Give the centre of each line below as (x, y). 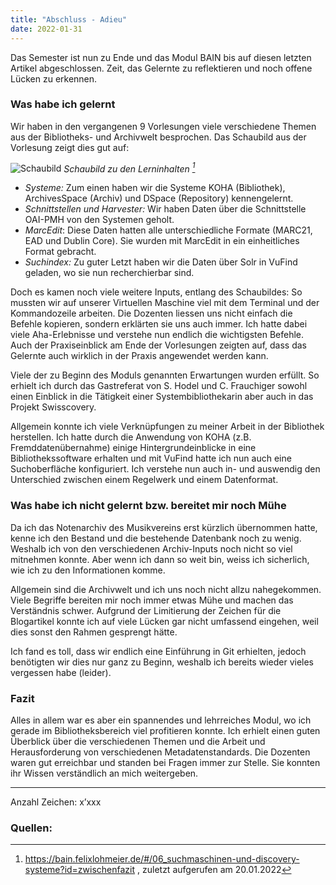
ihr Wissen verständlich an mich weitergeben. (104, 773)
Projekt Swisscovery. (53, 407)
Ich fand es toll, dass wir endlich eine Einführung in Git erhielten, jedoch (158, 651)
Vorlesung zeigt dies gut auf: (70, 147)
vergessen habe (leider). (61, 672)
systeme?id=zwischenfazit (80, 870)
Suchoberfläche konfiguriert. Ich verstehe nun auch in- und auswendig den (165, 469)
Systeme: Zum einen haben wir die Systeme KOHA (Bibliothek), (155, 188)
